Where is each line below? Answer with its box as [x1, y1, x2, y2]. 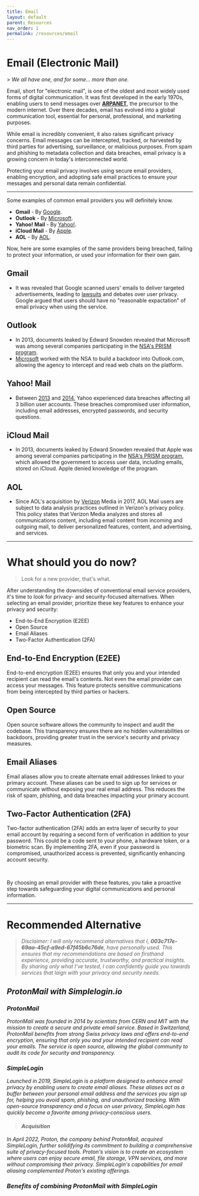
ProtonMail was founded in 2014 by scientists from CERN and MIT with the [6, 1017, 188, 1025]
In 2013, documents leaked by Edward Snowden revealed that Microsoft [15, 336, 191, 343]
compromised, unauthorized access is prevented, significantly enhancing [6, 850, 185, 857]
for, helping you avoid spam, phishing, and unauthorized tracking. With [6, 1096, 180, 1103]
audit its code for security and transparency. [6, 1049, 116, 1056]
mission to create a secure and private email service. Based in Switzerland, [6, 1024, 191, 1031]
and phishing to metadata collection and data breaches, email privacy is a [6, 149, 186, 157]
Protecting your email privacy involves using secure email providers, [6, 167, 173, 174]
